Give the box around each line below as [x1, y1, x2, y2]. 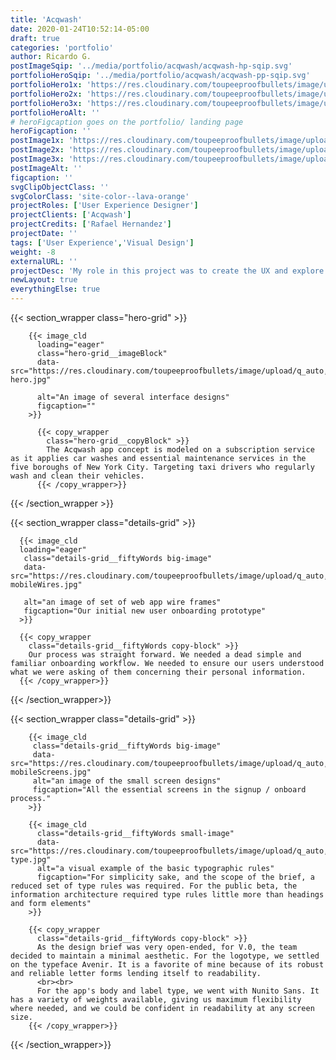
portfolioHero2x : [10, 89, 83, 99]
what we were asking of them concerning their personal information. [10, 667, 307, 677]
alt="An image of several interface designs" [36, 392, 230, 402]
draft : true [10, 33, 60, 43]
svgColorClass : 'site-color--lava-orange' [10, 191, 190, 201]
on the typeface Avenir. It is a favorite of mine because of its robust [10, 960, 325, 970]
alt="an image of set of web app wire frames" [23, 597, 222, 607]
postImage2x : [10, 145, 65, 155]
